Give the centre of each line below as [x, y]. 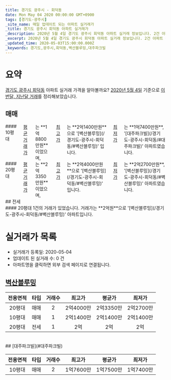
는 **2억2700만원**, [145, 164]
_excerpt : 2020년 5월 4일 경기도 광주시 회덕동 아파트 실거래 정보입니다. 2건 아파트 [84, 39]
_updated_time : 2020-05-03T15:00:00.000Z [50, 43]
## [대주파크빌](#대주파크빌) [34, 346]
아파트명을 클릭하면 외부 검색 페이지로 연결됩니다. [62, 265]
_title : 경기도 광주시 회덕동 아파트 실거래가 [47, 29]
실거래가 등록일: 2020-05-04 [42, 252]
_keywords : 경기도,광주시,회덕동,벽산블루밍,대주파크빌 [55, 48]
